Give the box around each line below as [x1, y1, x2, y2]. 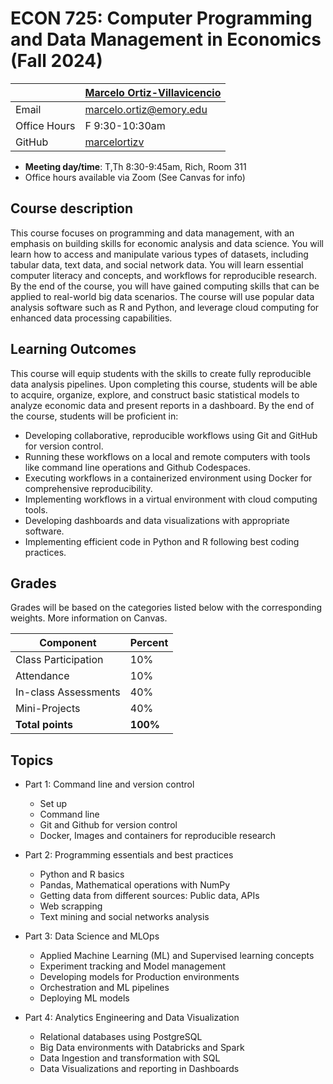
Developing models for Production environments [39, 971, 240, 983]
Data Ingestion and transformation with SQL [39, 1052, 221, 1064]
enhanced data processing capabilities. [10, 312, 173, 324]
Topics [10, 752, 54, 769]
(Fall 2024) [10, 50, 103, 72]
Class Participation [15, 653, 104, 667]
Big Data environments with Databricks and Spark [39, 1042, 245, 1054]
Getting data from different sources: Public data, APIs [39, 890, 260, 902]
